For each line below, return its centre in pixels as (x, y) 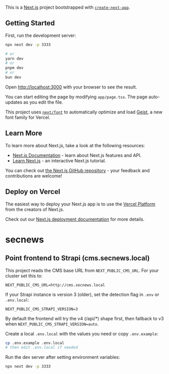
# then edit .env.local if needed (42, 348)
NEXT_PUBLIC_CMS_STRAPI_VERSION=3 (42, 309)
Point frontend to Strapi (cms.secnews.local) (78, 258)
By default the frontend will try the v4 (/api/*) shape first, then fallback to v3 (85, 318)
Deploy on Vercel (33, 192)
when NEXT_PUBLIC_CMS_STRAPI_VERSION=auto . (52, 324)
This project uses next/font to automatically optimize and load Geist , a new (84, 112)
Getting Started (30, 23)
